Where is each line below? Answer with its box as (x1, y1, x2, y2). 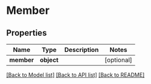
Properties (6, 28, 47, 38)
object (39, 56, 59, 64)
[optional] (104, 56, 133, 64)
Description (64, 46, 99, 54)
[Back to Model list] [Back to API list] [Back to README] (6, 71, 145, 79)
